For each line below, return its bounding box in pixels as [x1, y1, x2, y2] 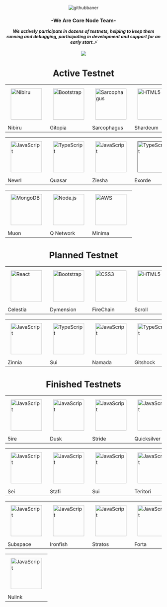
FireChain [92, 306, 115, 313]
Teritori [134, 488, 152, 495]
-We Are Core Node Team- [51, 17, 116, 24]
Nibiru [7, 124, 22, 131]
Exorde [134, 177, 151, 184]
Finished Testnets [45, 379, 122, 390]
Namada [92, 359, 112, 366]
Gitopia [50, 124, 67, 131]
